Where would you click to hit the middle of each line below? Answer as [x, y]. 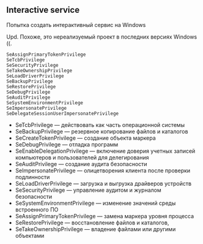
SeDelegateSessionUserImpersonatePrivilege [63, 113]
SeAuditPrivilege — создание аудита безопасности [81, 164]
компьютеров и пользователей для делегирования [82, 157]
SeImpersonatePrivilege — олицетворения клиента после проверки [103, 170]
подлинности [32, 177]
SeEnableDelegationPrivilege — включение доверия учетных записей [105, 151]
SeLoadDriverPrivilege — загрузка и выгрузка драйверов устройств [103, 183]
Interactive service [43, 10]
